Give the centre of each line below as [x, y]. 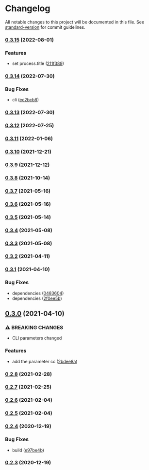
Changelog [28, 9]
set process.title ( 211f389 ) [38, 63]
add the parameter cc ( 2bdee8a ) [45, 361]
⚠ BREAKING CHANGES [34, 327]
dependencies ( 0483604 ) [38, 293]
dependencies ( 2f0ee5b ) [37, 298]
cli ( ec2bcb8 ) [25, 100]
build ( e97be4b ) [28, 450]
